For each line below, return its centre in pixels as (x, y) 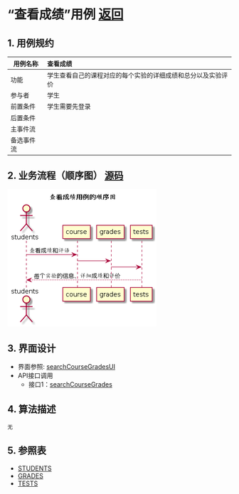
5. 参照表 (27, 451)
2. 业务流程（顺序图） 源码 (65, 175)
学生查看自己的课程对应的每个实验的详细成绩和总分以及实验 (134, 75)
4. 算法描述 (32, 409)
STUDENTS (34, 468)
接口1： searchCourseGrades (70, 385)
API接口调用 (35, 376)
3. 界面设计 (32, 348)
